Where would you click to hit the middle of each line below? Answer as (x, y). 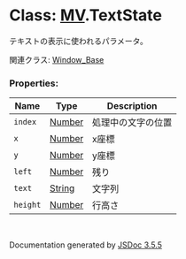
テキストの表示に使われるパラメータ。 (79, 41)
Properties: (34, 83)
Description (132, 106)
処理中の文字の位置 (132, 123)
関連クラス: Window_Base (57, 59)
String (62, 188)
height (27, 205)
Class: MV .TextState (85, 15)
